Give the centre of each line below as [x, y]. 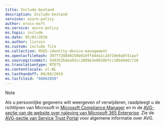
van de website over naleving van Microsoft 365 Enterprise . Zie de [86, 113]
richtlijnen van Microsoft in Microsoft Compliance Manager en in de [74, 107]
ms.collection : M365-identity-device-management [56, 51]
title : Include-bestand [30, 10]
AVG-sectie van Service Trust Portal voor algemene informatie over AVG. [79, 118]
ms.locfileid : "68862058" [32, 79]
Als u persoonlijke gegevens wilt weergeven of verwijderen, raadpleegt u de [83, 102]
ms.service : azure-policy [32, 28]
